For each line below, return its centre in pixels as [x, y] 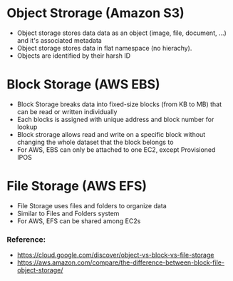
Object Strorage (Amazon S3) [95, 13]
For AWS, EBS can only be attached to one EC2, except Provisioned [116, 149]
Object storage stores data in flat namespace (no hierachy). [104, 48]
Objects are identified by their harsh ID [74, 56]
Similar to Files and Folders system [68, 213]
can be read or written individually [67, 111]
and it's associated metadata [59, 40]
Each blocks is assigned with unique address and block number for [115, 119]
